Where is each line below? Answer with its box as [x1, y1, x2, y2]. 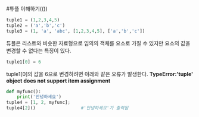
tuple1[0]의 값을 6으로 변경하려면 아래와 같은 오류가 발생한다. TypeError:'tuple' [6, 70, 194, 77]
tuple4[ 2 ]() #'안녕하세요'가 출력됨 [6, 105, 129, 111]
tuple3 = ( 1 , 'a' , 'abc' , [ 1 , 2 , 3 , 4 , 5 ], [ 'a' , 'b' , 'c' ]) [6, 28, 145, 34]
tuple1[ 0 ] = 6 [6, 59, 42, 65]
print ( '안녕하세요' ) [17, 94, 61, 100]
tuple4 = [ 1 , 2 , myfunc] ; [6, 100, 70, 106]
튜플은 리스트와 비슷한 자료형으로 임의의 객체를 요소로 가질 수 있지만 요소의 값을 [6, 39, 191, 46]
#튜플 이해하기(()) [6, 5, 48, 12]
